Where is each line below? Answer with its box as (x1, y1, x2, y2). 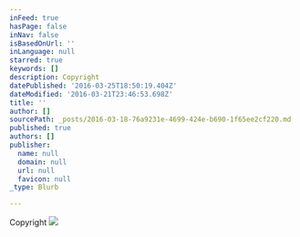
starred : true (9, 56, 64, 65)
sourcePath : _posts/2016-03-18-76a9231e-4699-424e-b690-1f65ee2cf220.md (9, 115, 292, 124)
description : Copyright (9, 73, 100, 82)
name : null (17, 149, 59, 158)
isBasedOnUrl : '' (9, 38, 76, 48)
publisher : (9, 140, 51, 149)
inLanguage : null (9, 47, 76, 57)
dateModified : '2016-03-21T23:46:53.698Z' (9, 89, 173, 98)
